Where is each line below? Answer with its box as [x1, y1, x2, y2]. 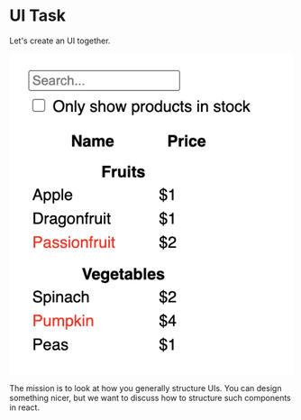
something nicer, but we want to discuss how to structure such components [9, 393, 291, 404]
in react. [9, 402, 41, 413]
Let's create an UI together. [9, 35, 111, 46]
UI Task [9, 5, 66, 26]
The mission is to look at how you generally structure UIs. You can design [9, 383, 282, 394]
